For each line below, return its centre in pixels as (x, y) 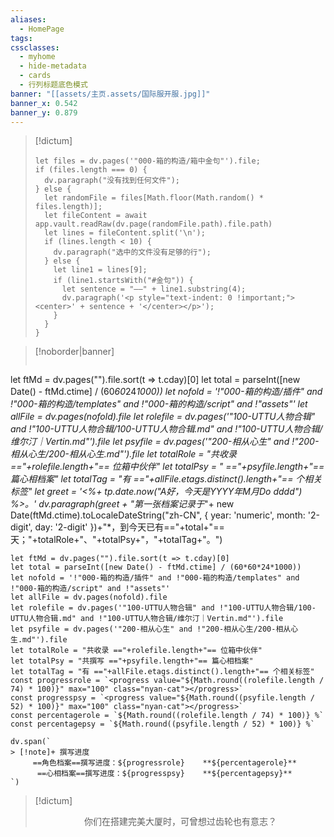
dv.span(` (31, 742)
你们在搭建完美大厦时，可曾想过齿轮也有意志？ (180, 822)
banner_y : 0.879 (44, 112)
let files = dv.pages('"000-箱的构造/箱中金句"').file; (147, 161)
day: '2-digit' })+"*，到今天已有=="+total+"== (129, 527)
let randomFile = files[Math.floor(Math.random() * (154, 198)
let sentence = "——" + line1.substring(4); (154, 289)
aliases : (28, 19)
